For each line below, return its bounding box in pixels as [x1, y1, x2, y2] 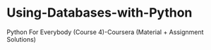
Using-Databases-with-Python [6, 5, 193, 21]
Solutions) [6, 35, 37, 43]
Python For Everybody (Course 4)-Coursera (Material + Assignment [6, 28, 204, 36]
